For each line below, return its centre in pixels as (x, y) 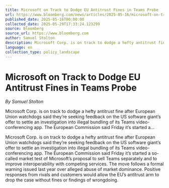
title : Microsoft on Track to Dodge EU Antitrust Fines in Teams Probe (82, 10)
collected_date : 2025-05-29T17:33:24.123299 (53, 24)
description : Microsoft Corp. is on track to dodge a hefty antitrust (81, 43)
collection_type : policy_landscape (43, 52)
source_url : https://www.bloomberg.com (47, 33)
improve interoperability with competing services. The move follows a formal (85, 164)
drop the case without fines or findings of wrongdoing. (62, 180)
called (12, 159)
